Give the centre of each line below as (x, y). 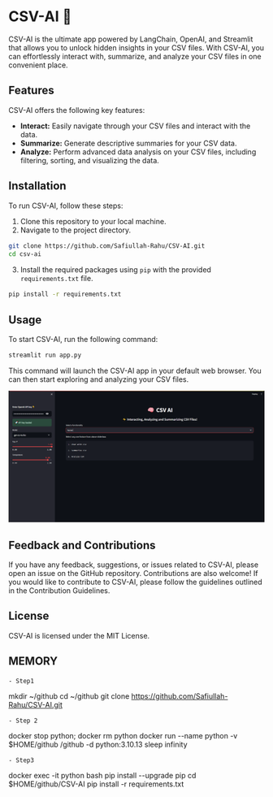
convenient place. (38, 65)
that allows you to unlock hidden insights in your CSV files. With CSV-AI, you (136, 47)
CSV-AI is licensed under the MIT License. (79, 635)
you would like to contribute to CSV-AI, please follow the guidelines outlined (135, 582)
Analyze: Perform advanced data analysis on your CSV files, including (138, 152)
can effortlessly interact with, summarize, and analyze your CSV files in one (135, 56)
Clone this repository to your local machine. (93, 221)
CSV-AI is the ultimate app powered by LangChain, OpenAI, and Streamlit (131, 39)
